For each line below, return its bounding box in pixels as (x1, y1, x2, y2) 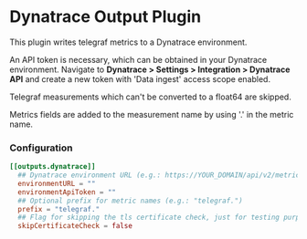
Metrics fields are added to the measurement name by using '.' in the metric (9, 109, 294, 119)
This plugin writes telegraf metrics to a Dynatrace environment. (9, 36, 248, 47)
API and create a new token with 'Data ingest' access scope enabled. (9, 73, 271, 84)
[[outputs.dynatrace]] (9, 162, 96, 171)
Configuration (9, 141, 73, 154)
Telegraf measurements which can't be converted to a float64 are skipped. (9, 91, 292, 102)
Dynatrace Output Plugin (9, 6, 202, 27)
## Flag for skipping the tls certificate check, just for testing (17, 213, 281, 223)
